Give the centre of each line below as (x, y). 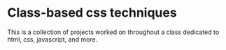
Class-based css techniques (92, 13)
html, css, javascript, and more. (52, 39)
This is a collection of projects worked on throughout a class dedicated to (113, 32)
